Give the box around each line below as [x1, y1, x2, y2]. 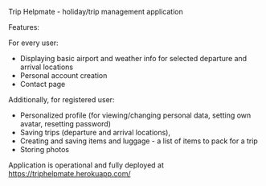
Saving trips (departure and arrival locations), [19, 128, 171, 137]
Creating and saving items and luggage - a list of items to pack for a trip [19, 136, 259, 146]
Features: [8, 23, 40, 31]
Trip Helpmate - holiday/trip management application [8, 7, 183, 16]
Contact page [19, 80, 66, 89]
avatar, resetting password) [19, 119, 111, 128]
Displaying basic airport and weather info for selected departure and [19, 54, 248, 63]
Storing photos [19, 145, 70, 154]
